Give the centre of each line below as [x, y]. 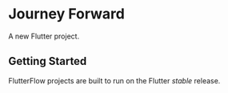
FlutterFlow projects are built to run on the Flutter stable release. [114, 80]
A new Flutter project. [44, 36]
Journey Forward [67, 14]
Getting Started [48, 61]
